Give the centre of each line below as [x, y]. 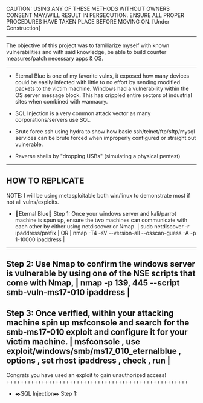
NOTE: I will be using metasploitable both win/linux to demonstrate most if [98, 195]
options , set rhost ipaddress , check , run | [89, 360]
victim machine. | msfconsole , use [73, 341]
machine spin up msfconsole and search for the [98, 323]
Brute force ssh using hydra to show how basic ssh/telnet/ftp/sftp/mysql [105, 132]
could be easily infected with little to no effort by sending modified [97, 82]
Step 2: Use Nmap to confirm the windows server [101, 264]
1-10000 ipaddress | [40, 239]
